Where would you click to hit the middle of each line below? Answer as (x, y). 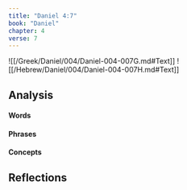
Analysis (31, 95)
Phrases (23, 134)
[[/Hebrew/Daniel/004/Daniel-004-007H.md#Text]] (94, 70)
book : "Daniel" (34, 23)
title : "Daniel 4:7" (43, 16)
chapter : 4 (27, 31)
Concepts (25, 152)
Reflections (38, 178)
